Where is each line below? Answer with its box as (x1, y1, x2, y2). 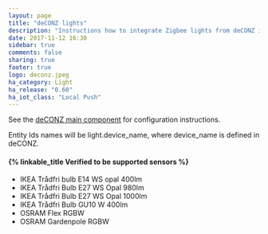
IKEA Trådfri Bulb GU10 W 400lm (19, 200, 128, 209)
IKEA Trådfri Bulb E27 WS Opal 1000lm (19, 192, 148, 201)
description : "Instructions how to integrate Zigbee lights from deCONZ (8, 26, 255, 34)
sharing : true (8, 57, 56, 64)
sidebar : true (8, 41, 56, 49)
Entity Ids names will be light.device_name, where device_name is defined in (8, 131, 260, 140)
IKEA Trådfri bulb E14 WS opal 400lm (19, 174, 143, 184)
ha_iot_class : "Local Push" (8, 93, 102, 101)
